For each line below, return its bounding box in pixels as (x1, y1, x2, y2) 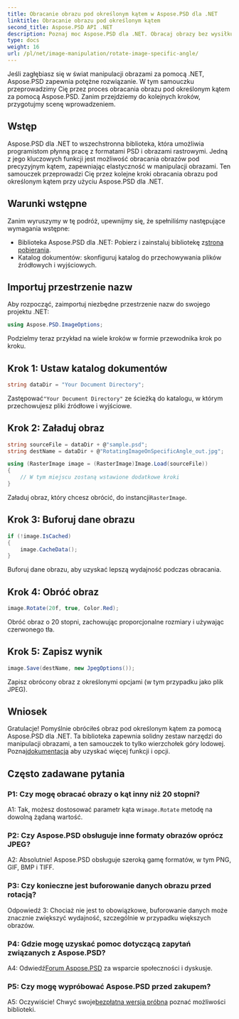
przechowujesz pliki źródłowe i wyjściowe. (7, 401, 132, 410)
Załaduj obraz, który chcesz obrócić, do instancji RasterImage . (7, 493, 187, 501)
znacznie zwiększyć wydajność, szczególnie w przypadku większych (7, 913, 211, 922)
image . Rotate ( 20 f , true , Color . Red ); (7, 605, 119, 612)
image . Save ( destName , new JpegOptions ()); (7, 664, 135, 672)
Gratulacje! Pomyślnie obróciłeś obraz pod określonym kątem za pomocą (7, 725, 222, 733)
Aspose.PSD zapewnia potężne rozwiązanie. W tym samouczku (7, 77, 194, 85)
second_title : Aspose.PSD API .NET (7, 23, 113, 31)
